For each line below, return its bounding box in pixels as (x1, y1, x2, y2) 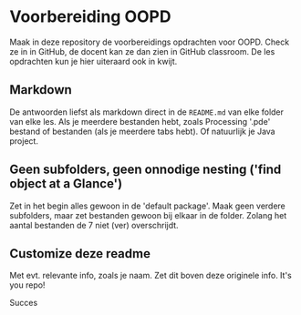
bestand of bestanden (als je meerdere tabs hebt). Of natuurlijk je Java (9, 126, 275, 137)
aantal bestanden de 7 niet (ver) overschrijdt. (9, 219, 180, 230)
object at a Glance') (9, 176, 123, 192)
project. (9, 135, 39, 147)
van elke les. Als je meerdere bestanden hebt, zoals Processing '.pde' (9, 116, 271, 127)
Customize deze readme (9, 246, 150, 261)
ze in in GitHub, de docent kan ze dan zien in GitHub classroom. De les (9, 46, 275, 56)
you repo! (9, 279, 46, 290)
